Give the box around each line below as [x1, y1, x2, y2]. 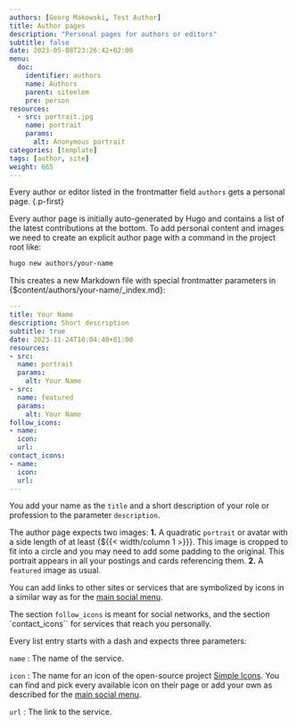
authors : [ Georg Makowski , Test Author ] [9, 12, 162, 22]
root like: [9, 242, 42, 252]
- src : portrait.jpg [17, 112, 94, 121]
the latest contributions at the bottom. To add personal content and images [9, 223, 285, 234]
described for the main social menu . [9, 689, 142, 700]
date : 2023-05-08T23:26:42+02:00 [9, 46, 134, 55]
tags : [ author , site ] [9, 153, 90, 163]
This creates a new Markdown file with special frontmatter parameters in [9, 276, 276, 286]
